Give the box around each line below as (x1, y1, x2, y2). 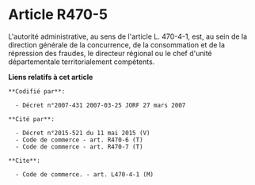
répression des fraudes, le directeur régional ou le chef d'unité (8, 48, 212, 58)
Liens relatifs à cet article (8, 72, 93, 81)
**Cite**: (8, 157, 41, 164)
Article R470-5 (8, 6, 108, 24)
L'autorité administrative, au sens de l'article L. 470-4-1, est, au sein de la (8, 32, 248, 41)
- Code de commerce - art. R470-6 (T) (15, 136, 144, 144)
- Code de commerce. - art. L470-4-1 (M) (15, 170, 154, 179)
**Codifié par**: (8, 87, 66, 96)
